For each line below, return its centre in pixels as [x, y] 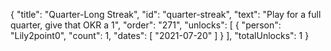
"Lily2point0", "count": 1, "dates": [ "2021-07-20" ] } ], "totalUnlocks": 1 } [160, 35]
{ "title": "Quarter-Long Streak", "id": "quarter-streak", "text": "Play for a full [166, 14]
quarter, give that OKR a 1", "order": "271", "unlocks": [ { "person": [146, 25]
